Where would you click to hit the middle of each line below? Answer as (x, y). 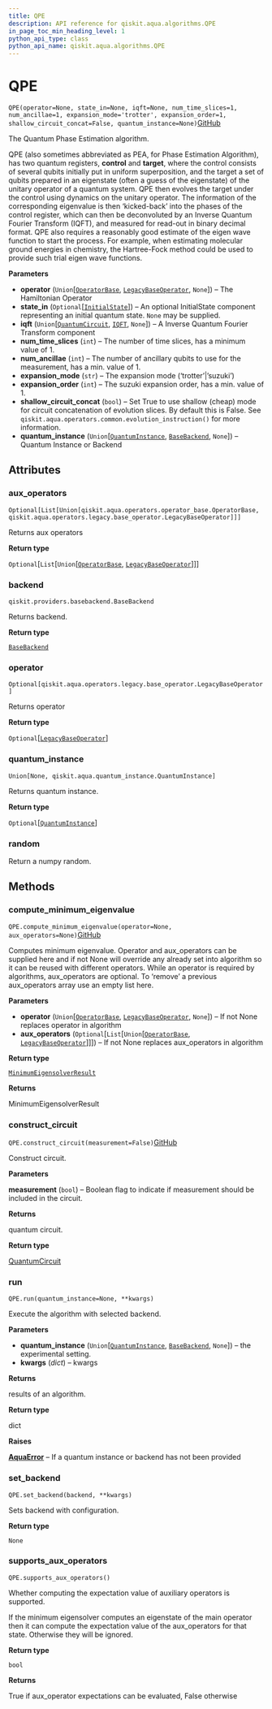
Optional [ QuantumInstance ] (53, 822)
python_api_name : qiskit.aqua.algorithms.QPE (86, 46)
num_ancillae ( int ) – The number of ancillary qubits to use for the (130, 359)
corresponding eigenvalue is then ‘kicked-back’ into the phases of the (125, 206)
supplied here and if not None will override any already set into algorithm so (135, 959)
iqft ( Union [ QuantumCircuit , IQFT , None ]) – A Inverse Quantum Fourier (134, 324)
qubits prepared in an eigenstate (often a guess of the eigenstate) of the (129, 180)
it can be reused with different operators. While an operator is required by (132, 968)
